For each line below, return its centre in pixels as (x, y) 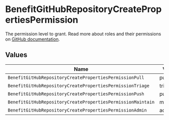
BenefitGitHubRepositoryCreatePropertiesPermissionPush (76, 94)
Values (16, 55)
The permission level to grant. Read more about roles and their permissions (83, 34)
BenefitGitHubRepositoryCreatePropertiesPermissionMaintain (81, 102)
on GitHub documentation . (33, 39)
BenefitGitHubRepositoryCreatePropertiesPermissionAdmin (77, 110)
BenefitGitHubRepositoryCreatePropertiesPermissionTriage (79, 86)
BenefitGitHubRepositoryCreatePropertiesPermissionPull (76, 77)
